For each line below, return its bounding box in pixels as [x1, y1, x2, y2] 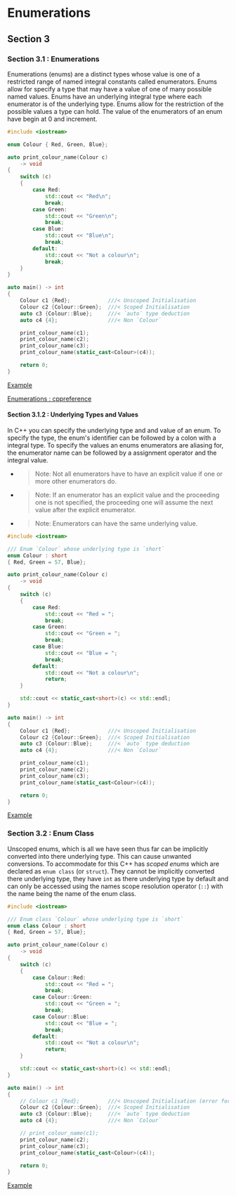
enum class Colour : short [7, 922, 86, 929]
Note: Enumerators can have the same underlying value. [34, 519, 198, 528]
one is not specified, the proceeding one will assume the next [34, 498, 214, 507]
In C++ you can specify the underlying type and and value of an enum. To [7, 426, 221, 434]
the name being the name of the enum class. [7, 889, 137, 897]
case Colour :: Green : [32, 994, 93, 1001]
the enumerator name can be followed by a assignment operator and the [7, 448, 217, 457]
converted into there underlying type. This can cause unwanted [7, 852, 192, 860]
